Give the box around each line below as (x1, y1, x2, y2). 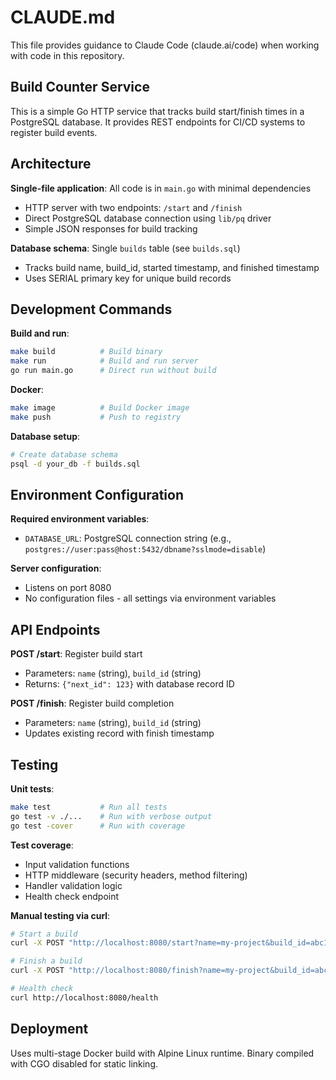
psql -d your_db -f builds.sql (10, 459, 141, 469)
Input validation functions (24, 858, 130, 870)
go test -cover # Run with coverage (10, 821, 186, 831)
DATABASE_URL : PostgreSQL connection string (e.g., (24, 532, 232, 545)
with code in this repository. (10, 49, 125, 61)
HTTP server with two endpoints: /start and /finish (24, 201, 243, 213)
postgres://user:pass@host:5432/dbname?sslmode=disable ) (24, 543, 267, 555)
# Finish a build (10, 956, 83, 966)
